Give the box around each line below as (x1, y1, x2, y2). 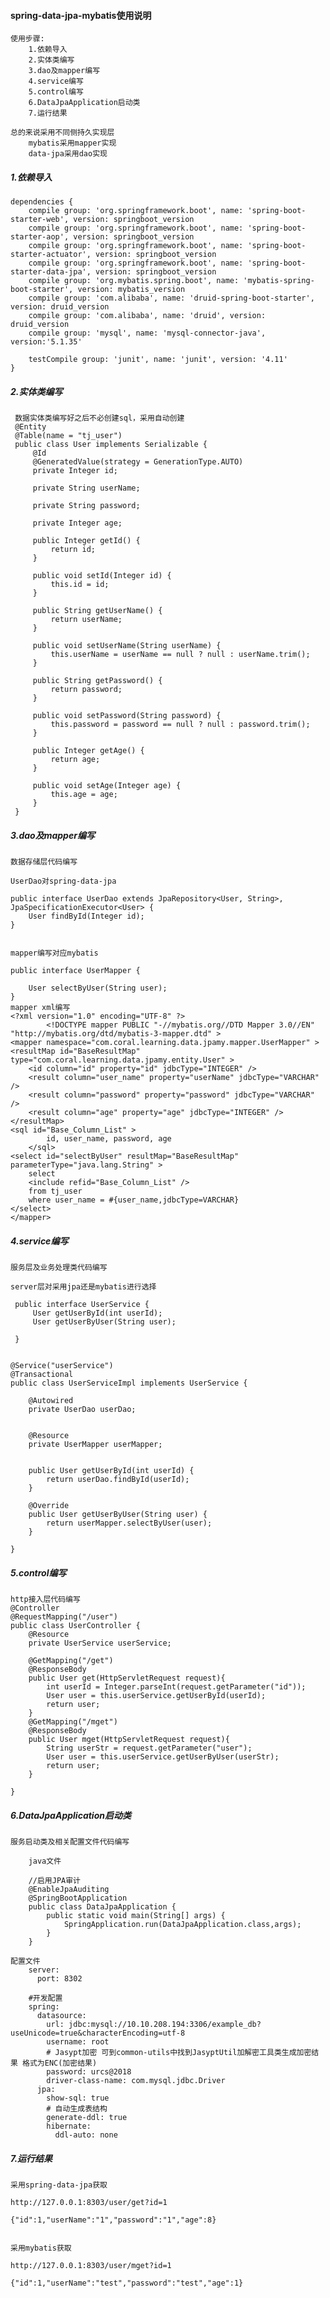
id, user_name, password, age (46, 1134, 172, 1144)
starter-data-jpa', (10, 267, 92, 277)
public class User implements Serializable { (14, 440, 208, 450)
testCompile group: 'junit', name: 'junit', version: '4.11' (28, 355, 288, 365)
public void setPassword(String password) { (32, 711, 222, 721)
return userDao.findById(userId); (46, 1475, 190, 1485)
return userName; (50, 615, 123, 625)
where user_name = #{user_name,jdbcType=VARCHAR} (28, 1195, 240, 1205)
